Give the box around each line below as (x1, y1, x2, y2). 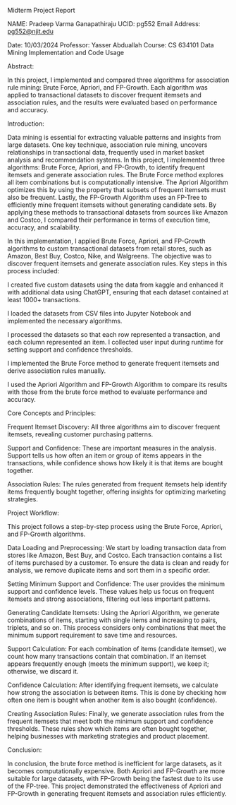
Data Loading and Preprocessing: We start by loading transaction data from (7, 544, 227, 551)
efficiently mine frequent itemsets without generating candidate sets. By (7, 201, 217, 209)
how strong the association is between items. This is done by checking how (7, 688, 227, 696)
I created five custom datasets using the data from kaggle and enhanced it (7, 280, 224, 289)
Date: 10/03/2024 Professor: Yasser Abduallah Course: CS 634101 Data (7, 41, 214, 49)
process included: (7, 267, 60, 275)
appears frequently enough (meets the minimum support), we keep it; (7, 660, 209, 668)
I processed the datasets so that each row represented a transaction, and (7, 330, 221, 338)
